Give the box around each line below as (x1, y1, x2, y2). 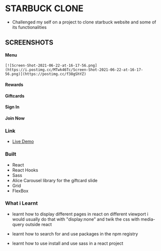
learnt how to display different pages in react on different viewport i (12, 211, 148, 217)
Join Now (5, 115, 25, 121)
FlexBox (12, 188, 28, 193)
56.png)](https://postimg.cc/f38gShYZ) (5, 71, 87, 76)
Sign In (5, 104, 20, 110)
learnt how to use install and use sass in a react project (12, 240, 123, 246)
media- (140, 216, 156, 222)
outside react (25, 221, 52, 227)
